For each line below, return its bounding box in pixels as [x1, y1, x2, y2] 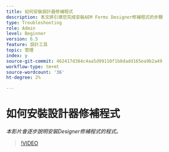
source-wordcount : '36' [6, 69, 65, 75]
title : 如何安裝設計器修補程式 [6, 8, 73, 15]
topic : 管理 [6, 47, 34, 53]
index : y [6, 53, 28, 59]
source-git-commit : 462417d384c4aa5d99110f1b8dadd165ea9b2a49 [6, 58, 162, 64]
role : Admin [6, 25, 35, 31]
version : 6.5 [6, 36, 38, 42]
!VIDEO [20, 140, 38, 147]
